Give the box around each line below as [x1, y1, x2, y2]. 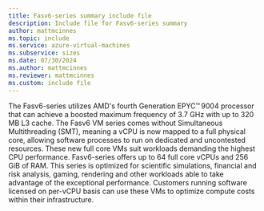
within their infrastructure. [8, 194, 94, 205]
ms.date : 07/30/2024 [8, 57, 78, 65]
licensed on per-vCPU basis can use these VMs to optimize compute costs [8, 186, 255, 196]
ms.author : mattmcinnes [8, 64, 88, 72]
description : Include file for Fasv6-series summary [8, 19, 188, 27]
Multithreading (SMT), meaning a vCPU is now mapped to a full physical [8, 126, 246, 136]
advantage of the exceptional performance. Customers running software [8, 177, 248, 187]
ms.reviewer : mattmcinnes [8, 71, 94, 79]
